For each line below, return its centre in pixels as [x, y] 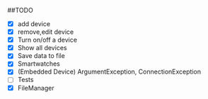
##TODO [20, 10]
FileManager [36, 88]
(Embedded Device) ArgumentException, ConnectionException [109, 72]
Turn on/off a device [47, 40]
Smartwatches [39, 64]
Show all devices [42, 48]
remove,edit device [46, 32]
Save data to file [41, 56]
